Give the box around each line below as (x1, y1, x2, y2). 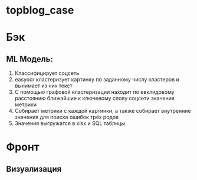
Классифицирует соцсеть (14, 70, 80, 77)
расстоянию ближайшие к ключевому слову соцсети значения (14, 95, 175, 102)
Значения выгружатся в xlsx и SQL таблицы (14, 120, 126, 127)
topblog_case (6, 4, 74, 17)
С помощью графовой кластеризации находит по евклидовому (14, 89, 175, 96)
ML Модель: (6, 54, 53, 64)
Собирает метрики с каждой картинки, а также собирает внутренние (14, 107, 191, 114)
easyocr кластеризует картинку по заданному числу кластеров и (14, 76, 180, 83)
